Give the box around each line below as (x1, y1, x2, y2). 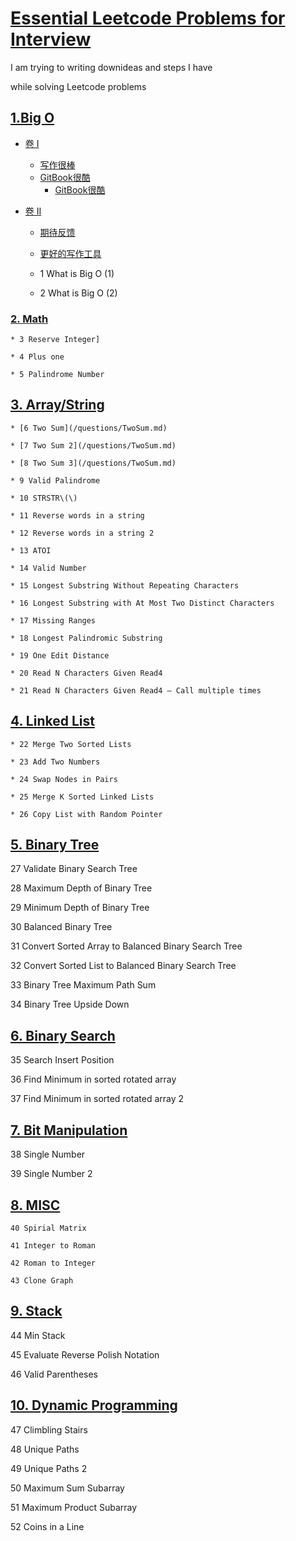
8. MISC (10, 1197, 61, 1214)
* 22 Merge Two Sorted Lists (10, 739, 132, 749)
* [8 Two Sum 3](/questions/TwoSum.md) (10, 458, 177, 468)
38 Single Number (10, 1148, 86, 1161)
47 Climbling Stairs (10, 1423, 88, 1436)
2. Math (10, 312, 49, 326)
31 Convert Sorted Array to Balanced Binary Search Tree (10, 940, 243, 952)
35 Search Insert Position (10, 1054, 115, 1066)
